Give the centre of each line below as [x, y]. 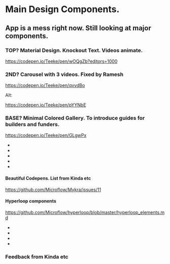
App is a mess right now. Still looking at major [78, 28]
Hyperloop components [31, 201]
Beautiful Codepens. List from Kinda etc [48, 179]
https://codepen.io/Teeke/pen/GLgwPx [46, 136]
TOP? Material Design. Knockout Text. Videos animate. [74, 50]
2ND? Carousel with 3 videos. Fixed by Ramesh [65, 74]
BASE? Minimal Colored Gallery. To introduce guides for [75, 118]
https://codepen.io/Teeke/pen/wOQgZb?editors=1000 [61, 61]
